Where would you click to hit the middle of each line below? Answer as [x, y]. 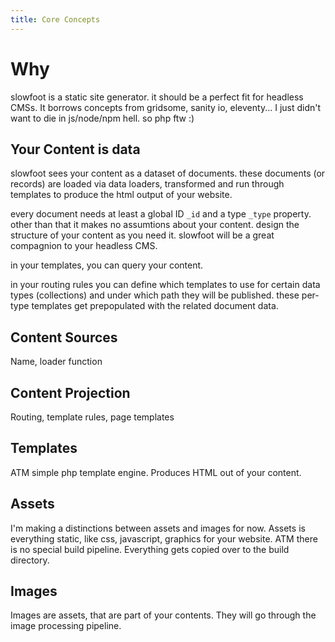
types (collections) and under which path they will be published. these [155, 295]
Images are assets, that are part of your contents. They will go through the [163, 615]
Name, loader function [56, 362]
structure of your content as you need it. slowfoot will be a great [142, 235]
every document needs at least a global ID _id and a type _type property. [161, 214]
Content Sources [64, 337]
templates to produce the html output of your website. [121, 195]
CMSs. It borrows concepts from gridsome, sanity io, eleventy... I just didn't [166, 107]
